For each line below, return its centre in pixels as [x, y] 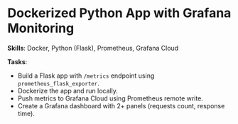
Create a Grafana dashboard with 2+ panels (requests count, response [121, 105]
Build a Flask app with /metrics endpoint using [86, 76]
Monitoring [41, 28]
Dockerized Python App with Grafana [119, 13]
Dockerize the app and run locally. [68, 91]
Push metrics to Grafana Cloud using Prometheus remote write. [110, 98]
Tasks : [17, 61]
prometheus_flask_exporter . [58, 83]
